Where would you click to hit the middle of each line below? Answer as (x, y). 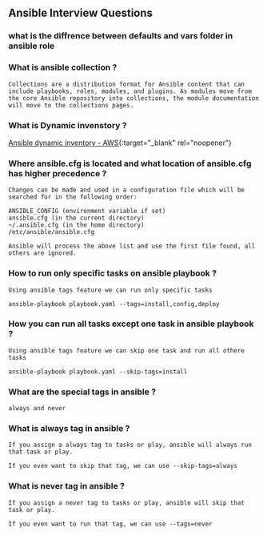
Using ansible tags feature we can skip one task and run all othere (127, 351)
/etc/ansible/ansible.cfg (51, 232)
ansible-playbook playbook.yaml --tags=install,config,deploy (114, 304)
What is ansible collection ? (63, 67)
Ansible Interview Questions (81, 13)
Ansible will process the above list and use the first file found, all (132, 246)
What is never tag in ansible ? (67, 486)
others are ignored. (43, 253)
